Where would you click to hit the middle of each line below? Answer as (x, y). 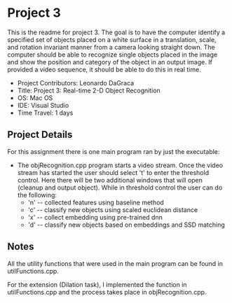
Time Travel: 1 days (45, 113)
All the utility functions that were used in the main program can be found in (115, 263)
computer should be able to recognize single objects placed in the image (112, 55)
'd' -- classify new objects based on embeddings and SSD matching (127, 225)
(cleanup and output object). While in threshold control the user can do (120, 188)
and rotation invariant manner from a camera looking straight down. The (111, 47)
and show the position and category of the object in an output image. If (110, 62)
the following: (37, 195)
